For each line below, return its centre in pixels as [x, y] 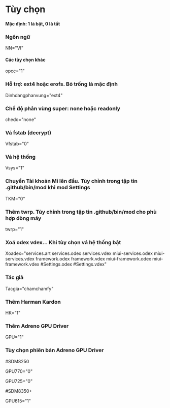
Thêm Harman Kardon [33, 302]
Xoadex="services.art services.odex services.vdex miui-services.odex [79, 253]
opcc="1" [15, 71]
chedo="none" [21, 119]
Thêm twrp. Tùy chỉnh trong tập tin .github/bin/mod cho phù [81, 212]
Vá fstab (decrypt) [28, 132]
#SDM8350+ [19, 391]
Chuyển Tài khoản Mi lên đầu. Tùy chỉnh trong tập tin [72, 181]
